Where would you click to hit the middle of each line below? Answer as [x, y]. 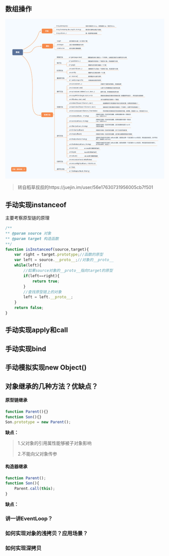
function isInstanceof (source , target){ [47, 249]
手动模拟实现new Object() [46, 368]
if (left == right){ [41, 276]
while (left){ [28, 265]
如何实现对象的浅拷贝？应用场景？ [47, 533]
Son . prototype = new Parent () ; [38, 422]
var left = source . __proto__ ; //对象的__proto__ [64, 260]
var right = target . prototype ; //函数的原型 [59, 255]
